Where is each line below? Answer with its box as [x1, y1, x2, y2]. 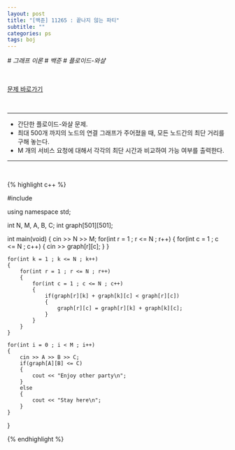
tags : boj [7, 36, 36, 43]
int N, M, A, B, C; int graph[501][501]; [7, 221, 113, 230]
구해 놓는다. [17, 137, 50, 146]
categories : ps [7, 29, 52, 37]
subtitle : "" [7, 23, 45, 30]
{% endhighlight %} [7, 435, 64, 444]
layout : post [7, 10, 45, 18]
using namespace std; [7, 207, 71, 216]
